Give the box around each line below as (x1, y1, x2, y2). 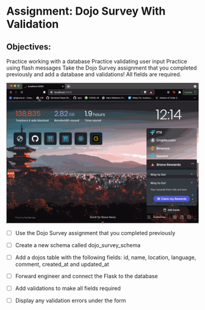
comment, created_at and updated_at (15, 261, 109, 268)
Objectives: (6, 41, 51, 52)
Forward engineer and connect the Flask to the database (15, 272, 158, 279)
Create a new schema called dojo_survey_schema (15, 241, 141, 248)
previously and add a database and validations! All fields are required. (6, 71, 182, 77)
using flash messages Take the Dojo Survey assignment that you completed (6, 64, 197, 71)
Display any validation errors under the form (15, 297, 126, 304)
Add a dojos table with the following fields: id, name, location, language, (15, 253, 196, 261)
